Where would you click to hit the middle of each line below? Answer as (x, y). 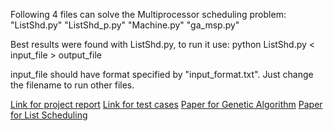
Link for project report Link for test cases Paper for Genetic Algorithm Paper (166, 104)
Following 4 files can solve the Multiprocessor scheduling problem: (148, 14)
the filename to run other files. (72, 85)
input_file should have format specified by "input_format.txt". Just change (162, 74)
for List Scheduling (49, 115)
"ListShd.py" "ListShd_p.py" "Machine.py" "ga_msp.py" (125, 25)
